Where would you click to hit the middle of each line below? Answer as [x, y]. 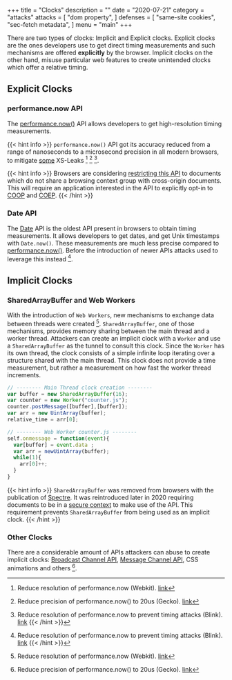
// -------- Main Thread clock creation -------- [80, 388]
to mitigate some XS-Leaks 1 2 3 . [53, 159]
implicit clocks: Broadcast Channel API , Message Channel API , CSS [103, 560]
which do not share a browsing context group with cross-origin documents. [115, 181]
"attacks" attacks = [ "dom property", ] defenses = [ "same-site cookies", [111, 17]
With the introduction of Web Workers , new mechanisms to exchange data [111, 315]
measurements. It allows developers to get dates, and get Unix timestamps [113, 236]
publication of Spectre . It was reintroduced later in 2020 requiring [100, 497]
